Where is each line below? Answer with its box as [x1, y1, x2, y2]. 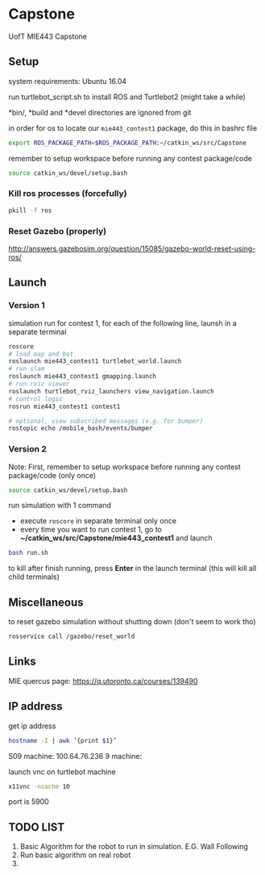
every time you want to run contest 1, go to [19, 525, 163, 535]
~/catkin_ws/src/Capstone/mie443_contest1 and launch [19, 533, 213, 543]
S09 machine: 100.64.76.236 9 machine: [8, 751, 143, 760]
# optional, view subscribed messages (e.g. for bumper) [8, 417, 204, 425]
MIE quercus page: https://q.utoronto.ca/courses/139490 [8, 676, 199, 685]
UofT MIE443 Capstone [8, 31, 87, 41]
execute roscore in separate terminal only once [19, 516, 177, 526]
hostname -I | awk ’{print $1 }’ [8, 736, 117, 744]
